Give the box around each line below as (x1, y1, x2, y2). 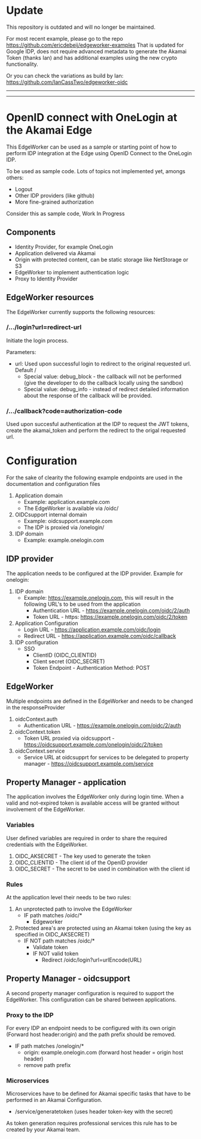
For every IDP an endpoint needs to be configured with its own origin (6, 1025, 176, 1032)
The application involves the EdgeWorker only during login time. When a (6, 793, 184, 800)
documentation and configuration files (6, 481, 100, 488)
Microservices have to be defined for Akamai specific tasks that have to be (6, 1090, 191, 1097)
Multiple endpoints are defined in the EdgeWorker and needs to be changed (6, 697, 193, 705)
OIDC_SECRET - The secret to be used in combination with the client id (14, 865, 190, 872)
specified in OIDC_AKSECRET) (14, 931, 90, 938)
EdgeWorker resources (6, 292, 94, 303)
